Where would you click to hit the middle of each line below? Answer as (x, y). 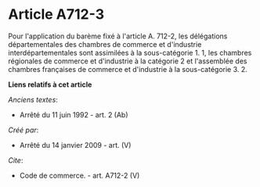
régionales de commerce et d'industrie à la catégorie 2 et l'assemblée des (128, 61)
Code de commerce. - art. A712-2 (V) (79, 175)
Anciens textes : (33, 99)
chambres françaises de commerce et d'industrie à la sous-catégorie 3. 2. (128, 69)
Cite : (16, 160)
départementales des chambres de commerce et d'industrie (105, 44)
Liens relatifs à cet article (50, 85)
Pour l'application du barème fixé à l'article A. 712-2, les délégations (118, 36)
